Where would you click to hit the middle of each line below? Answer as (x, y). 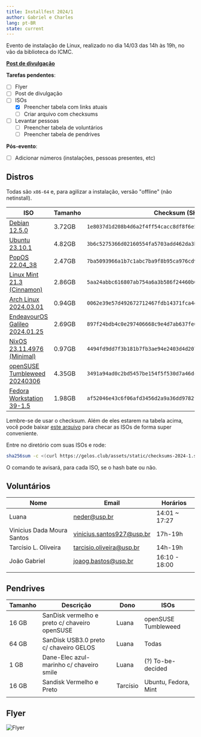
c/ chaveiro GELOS (69, 648)
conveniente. (22, 433)
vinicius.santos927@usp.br (112, 534)
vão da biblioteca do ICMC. (40, 52)
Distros (20, 177)
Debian (19, 222)
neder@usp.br (93, 517)
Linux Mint (24, 275)
